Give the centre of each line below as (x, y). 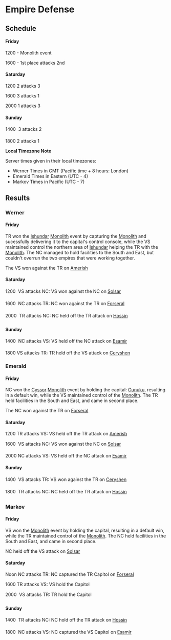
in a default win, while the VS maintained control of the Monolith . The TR (82, 395)
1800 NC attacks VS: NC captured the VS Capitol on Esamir (68, 632)
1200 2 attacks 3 (23, 86)
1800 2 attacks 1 (23, 141)
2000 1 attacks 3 (23, 106)
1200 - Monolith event (28, 53)
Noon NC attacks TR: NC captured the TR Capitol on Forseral (70, 574)
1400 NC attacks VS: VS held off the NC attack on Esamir (66, 341)
